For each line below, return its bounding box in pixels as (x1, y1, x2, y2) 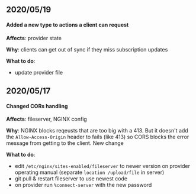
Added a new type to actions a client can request (6, 21, 129, 28)
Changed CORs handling (6, 102, 68, 109)
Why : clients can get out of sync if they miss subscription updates (6, 46, 168, 53)
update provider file (14, 69, 63, 76)
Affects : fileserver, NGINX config (6, 115, 87, 123)
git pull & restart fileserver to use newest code (14, 175, 128, 182)
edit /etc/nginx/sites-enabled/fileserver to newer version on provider (14, 163, 191, 170)
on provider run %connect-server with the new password (14, 182, 152, 189)
